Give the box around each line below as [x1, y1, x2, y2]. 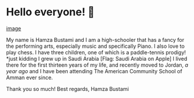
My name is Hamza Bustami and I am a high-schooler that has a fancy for [6, 36, 185, 43]
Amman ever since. [6, 74, 53, 81]
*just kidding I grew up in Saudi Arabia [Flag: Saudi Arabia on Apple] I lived [6, 55, 188, 62]
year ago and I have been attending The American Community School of [6, 67, 183, 74]
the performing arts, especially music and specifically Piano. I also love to [6, 43, 185, 50]
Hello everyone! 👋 [6, 5, 95, 19]
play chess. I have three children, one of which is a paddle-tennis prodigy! [6, 48, 186, 55]
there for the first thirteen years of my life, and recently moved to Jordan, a [6, 61, 189, 68]
